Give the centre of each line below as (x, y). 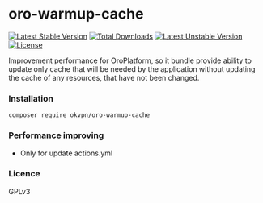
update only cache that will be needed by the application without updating (132, 68)
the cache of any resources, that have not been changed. (104, 77)
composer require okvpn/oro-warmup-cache (79, 115)
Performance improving (56, 135)
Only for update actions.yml (66, 153)
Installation (31, 98)
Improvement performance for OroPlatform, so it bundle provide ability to (130, 60)
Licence (24, 174)
